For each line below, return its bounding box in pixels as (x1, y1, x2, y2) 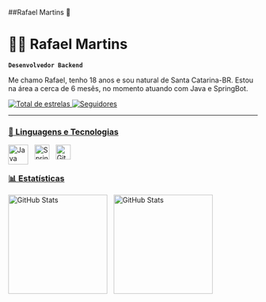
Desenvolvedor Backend (8, 61, 83, 69)
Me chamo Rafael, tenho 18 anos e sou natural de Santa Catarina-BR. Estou (8, 75, 254, 85)
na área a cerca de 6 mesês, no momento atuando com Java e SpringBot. (8, 83, 249, 93)
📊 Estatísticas (8, 173, 65, 184)
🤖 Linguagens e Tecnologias (8, 126, 119, 137)
